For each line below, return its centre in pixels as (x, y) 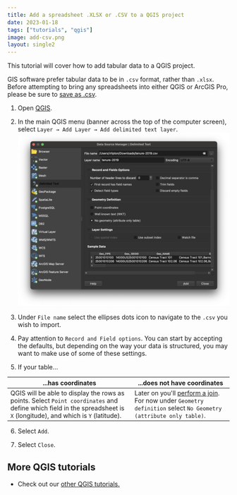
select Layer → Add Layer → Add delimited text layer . (98, 129)
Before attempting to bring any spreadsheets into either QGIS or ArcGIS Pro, (118, 87)
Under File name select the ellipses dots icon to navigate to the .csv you (122, 317)
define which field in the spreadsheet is (67, 408)
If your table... (38, 367)
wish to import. (39, 325)
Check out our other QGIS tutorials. (68, 484)
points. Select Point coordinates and (64, 400)
